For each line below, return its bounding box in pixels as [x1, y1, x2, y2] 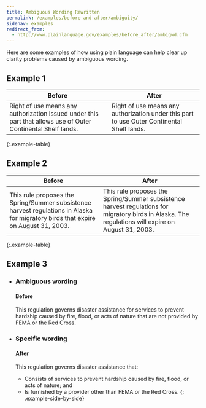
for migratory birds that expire [9, 213, 96, 222]
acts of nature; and [24, 382, 72, 389]
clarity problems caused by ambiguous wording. [6, 55, 129, 63]
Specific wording [15, 334, 67, 343]
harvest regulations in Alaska [9, 206, 93, 214]
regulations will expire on [103, 218, 175, 226]
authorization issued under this [9, 109, 99, 117]
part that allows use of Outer [9, 117, 92, 125]
